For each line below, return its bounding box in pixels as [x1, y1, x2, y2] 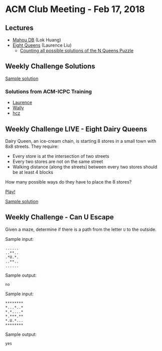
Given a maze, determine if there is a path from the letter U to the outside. [5, 226, 157, 232]
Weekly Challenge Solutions [5, 62, 95, 71]
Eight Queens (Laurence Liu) [12, 42, 72, 48]
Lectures [5, 24, 34, 32]
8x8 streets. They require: [5, 143, 59, 149]
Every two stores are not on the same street [12, 158, 103, 164]
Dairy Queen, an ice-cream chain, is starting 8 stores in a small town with [5, 138, 156, 144]
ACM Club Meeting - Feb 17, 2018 [5, 4, 145, 15]
